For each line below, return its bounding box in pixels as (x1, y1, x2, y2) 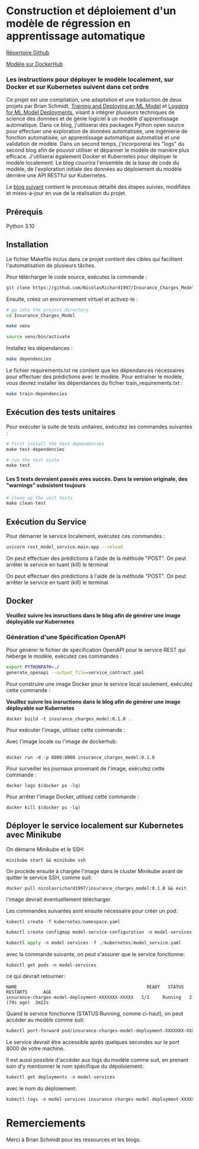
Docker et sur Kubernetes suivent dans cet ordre (6, 82, 149, 91)
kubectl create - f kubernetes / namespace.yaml (6, 918, 120, 925)
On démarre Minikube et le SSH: (6, 845, 85, 852)
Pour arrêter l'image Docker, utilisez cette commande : (6, 793, 139, 800)
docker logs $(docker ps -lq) (6, 782, 81, 788)
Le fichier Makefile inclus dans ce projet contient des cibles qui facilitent (6, 255, 182, 262)
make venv (6, 323, 31, 329)
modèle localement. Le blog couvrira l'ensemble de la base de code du (6, 159, 179, 167)
